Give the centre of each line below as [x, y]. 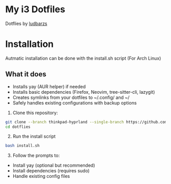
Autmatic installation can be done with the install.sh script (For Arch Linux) [83, 58]
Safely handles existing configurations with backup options [75, 102]
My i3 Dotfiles [35, 9]
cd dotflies [18, 127]
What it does [26, 74]
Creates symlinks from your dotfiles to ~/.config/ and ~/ [71, 97]
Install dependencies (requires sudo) [51, 171]
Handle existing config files [41, 176]
